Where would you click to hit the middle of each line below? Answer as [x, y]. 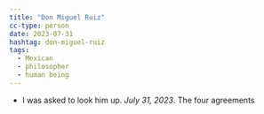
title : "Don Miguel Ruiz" [57, 17]
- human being [43, 75]
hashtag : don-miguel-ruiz [57, 42]
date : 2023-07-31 [41, 34]
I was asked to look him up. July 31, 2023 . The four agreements [138, 100]
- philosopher [43, 67]
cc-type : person [39, 26]
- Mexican [35, 58]
